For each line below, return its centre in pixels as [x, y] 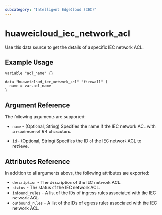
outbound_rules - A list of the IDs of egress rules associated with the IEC [84, 203]
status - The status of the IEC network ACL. [56, 188]
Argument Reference [37, 105]
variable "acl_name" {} [29, 73]
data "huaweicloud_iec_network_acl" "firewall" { [56, 82]
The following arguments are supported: [45, 117]
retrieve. [20, 146]
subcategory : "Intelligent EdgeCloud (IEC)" [51, 9]
